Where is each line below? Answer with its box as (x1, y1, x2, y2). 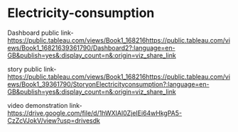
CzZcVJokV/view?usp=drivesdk (7, 116, 101, 125)
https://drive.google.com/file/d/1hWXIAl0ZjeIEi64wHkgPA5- (7, 109, 183, 117)
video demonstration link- (7, 101, 83, 109)
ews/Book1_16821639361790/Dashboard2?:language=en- (7, 43, 175, 52)
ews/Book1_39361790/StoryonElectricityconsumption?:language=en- (7, 79, 210, 88)
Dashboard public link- (7, 28, 74, 37)
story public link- (7, 65, 57, 73)
